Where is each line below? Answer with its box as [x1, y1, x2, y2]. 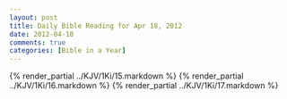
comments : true [9, 37, 66, 47]
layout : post [9, 12, 58, 22]
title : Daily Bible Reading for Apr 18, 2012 [9, 21, 182, 30]
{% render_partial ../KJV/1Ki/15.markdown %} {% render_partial [9, 70, 244, 81]
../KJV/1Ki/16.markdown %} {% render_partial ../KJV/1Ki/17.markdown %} [9, 80, 279, 91]
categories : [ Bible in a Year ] [9, 46, 126, 55]
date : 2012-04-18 [9, 29, 74, 38]
